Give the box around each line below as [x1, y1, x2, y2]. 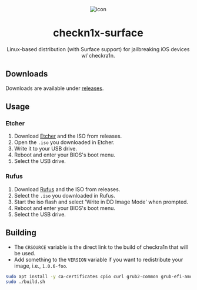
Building [5, 228, 36, 238]
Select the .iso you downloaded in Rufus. [14, 192, 115, 199]
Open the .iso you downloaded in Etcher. [14, 139, 115, 146]
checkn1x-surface [53, 26, 143, 40]
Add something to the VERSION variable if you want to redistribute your [14, 256, 183, 263]
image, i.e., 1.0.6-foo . [14, 262, 68, 269]
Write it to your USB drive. [14, 145, 78, 152]
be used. [14, 249, 36, 256]
